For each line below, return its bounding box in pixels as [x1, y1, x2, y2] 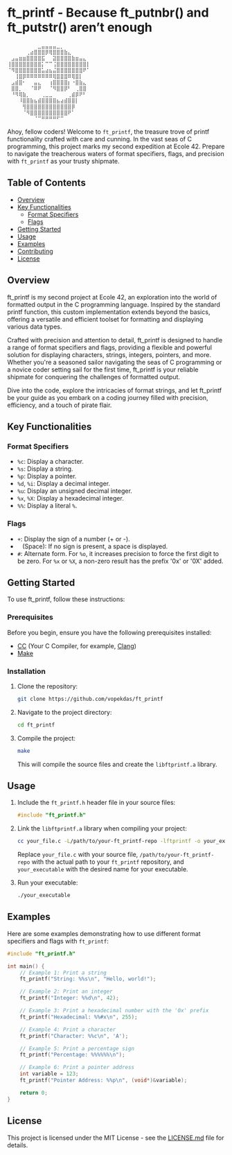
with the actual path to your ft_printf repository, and [31, 858, 185, 866]
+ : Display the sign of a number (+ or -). [17, 535, 130, 543]
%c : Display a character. [17, 458, 84, 466]
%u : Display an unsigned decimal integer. [17, 487, 133, 495]
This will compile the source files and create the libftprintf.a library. [17, 760, 217, 768]
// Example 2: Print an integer [19, 988, 113, 996]
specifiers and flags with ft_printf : [7, 937, 109, 945]
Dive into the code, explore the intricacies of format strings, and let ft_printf [7, 386, 222, 394]
